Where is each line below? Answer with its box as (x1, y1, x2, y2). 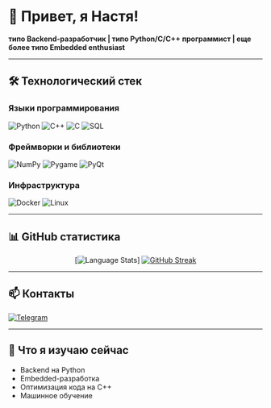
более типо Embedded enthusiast (8, 42, 125, 52)
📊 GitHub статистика (8, 230, 121, 244)
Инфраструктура (8, 179, 81, 190)
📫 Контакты (8, 287, 75, 301)
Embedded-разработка (19, 373, 100, 383)
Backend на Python (19, 364, 85, 374)
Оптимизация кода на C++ (19, 382, 112, 392)
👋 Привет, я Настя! (8, 7, 139, 26)
